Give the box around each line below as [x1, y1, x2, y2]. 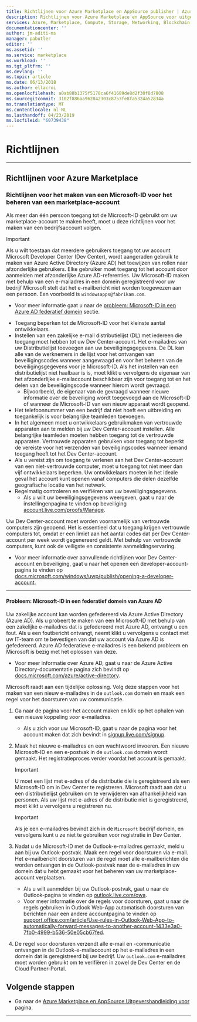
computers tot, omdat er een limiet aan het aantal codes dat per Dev [6, 530, 171, 537]
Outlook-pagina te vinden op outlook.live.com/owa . [23, 891, 148, 898]
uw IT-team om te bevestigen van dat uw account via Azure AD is [6, 636, 164, 643]
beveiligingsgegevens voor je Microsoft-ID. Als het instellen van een [14, 363, 179, 370]
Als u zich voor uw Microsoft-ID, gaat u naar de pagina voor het [23, 725, 177, 732]
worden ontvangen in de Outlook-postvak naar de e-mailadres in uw [14, 861, 180, 868]
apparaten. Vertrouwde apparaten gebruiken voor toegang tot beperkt [14, 437, 184, 444]
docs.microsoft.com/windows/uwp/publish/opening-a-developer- [14, 572, 174, 579]
